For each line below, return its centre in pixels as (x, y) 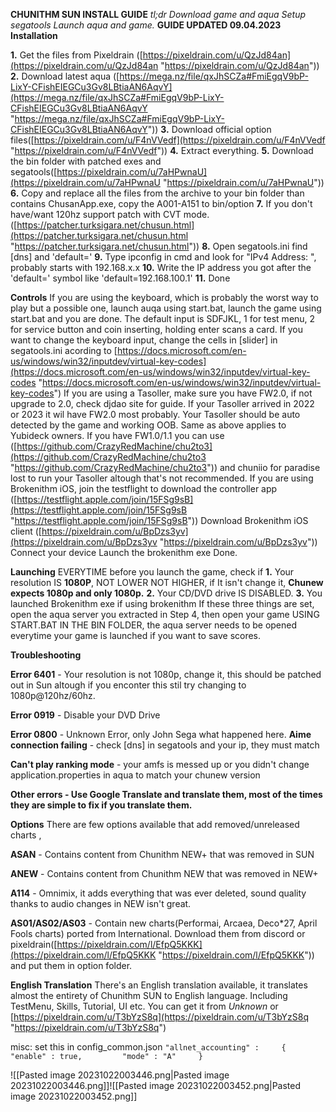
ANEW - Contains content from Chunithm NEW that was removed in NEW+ (164, 873)
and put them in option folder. (71, 965)
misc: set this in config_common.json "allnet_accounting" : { (148, 1047)
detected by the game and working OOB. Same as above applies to (148, 425)
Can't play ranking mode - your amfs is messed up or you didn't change (160, 764)
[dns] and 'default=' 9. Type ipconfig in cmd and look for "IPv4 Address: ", (163, 257)
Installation (34, 35)
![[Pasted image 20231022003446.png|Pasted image (120, 1075)
